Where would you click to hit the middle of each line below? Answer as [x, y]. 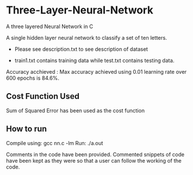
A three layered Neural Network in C [50, 26]
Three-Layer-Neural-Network [80, 10]
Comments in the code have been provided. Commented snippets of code [95, 154]
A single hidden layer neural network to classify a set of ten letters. [87, 37]
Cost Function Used [43, 96]
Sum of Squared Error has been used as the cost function [75, 110]
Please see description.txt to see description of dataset [81, 49]
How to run [27, 129]
